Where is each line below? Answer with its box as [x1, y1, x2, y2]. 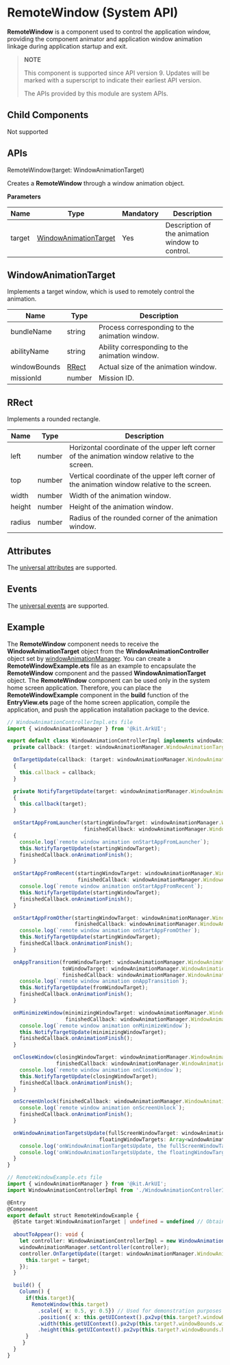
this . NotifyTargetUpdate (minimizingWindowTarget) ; [19, 1028, 167, 1035]
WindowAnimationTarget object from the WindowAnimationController [7, 647, 209, 655]
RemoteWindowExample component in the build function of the [7, 690, 190, 699]
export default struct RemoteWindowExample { [7, 1212, 139, 1219]
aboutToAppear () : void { [13, 1231, 84, 1238]
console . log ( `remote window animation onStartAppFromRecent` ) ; [19, 883, 204, 890]
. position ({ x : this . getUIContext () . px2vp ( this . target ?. [37, 1313, 204, 1320]
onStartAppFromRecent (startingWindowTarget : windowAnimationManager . [13, 870, 216, 877]
